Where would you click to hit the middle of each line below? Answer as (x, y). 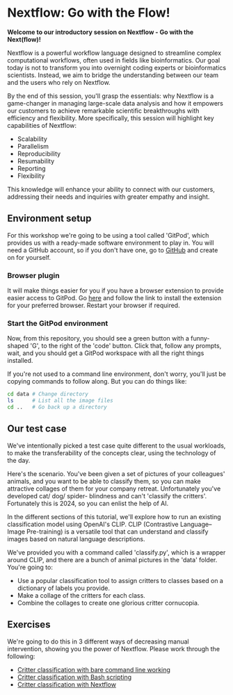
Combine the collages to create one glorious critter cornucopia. (108, 603)
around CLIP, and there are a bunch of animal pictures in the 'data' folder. (112, 559)
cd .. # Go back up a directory (57, 407)
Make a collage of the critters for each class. (81, 595)
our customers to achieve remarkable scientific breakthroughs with (103, 111)
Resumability (36, 161)
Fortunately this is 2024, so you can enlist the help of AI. (88, 503)
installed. (20, 361)
